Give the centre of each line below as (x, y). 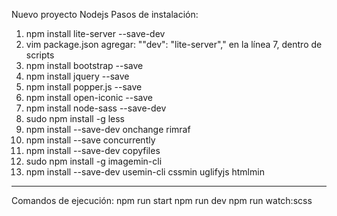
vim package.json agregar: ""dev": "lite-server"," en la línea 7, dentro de (174, 44)
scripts (40, 55)
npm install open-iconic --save (89, 97)
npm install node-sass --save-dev (96, 108)
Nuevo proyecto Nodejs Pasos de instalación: (105, 14)
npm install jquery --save (77, 76)
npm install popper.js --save (84, 87)
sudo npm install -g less (75, 118)
